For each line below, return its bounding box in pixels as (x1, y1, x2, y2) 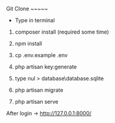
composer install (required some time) (14, 28, 110, 35)
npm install (14, 40, 43, 47)
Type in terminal (14, 17, 55, 23)
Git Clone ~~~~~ (6, 5, 49, 12)
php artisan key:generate (14, 63, 77, 70)
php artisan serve (14, 98, 59, 105)
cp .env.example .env (14, 52, 68, 59)
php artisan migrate (14, 86, 63, 94)
